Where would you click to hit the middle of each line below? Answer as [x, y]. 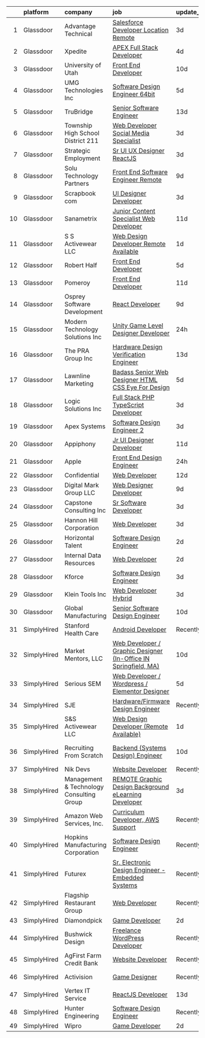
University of [83, 65]
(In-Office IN [131, 658]
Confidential [82, 475]
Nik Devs [77, 769]
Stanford [77, 626]
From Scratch [84, 755]
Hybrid [122, 598]
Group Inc [79, 358]
